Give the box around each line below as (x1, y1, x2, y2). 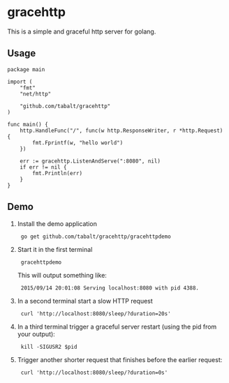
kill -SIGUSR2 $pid (20, 343, 77, 350)
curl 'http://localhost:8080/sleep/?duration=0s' (20, 369, 168, 376)
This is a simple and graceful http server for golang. (7, 27, 156, 36)
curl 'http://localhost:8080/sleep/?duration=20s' (20, 310, 171, 317)
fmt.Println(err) (32, 170, 82, 177)
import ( (7, 78, 33, 85)
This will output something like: (17, 271, 107, 279)
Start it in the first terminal (17, 245, 93, 253)
